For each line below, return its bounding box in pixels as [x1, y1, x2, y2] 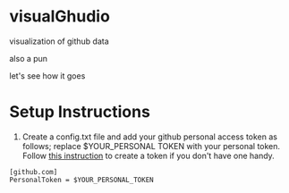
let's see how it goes [9, 70, 86, 81]
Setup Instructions [9, 102, 150, 122]
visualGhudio [9, 6, 110, 27]
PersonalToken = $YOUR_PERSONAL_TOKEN [9, 175, 154, 184]
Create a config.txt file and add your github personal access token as [21, 131, 277, 142]
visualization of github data [9, 36, 109, 46]
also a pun [9, 53, 47, 63]
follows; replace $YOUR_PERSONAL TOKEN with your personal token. [21, 140, 280, 151]
